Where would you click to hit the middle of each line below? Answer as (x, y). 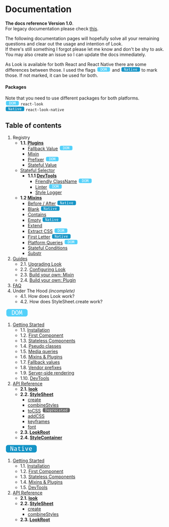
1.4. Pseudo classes (41, 346)
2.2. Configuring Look (43, 269)
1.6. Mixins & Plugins (41, 356)
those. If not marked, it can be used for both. (52, 75)
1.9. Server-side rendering (47, 373)
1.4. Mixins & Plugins (41, 482)
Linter (41, 187)
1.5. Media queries (39, 351)
